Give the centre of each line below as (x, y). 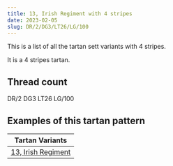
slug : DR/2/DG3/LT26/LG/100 (48, 27)
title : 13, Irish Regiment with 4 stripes (70, 14)
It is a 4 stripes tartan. (39, 60)
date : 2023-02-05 (32, 20)
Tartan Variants (41, 140)
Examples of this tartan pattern (76, 120)
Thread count (37, 82)
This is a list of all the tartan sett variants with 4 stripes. (86, 47)
